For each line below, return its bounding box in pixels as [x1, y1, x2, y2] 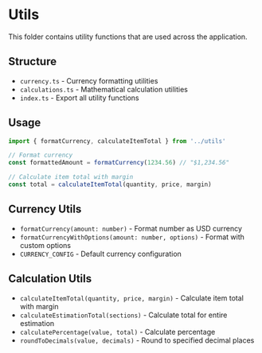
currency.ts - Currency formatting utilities [19, 76, 158, 85]
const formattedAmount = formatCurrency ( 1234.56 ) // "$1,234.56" [8, 159, 229, 167]
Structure [8, 55, 57, 68]
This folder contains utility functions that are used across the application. [8, 32, 248, 41]
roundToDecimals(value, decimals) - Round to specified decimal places [19, 336, 255, 345]
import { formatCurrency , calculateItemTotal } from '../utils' [8, 137, 226, 145]
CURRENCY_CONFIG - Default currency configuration [19, 249, 182, 258]
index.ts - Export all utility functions [19, 93, 139, 103]
